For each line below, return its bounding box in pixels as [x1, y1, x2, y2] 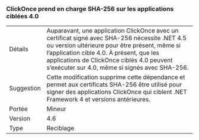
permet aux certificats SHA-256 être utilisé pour [46, 80, 182, 89]
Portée [9, 105, 28, 113]
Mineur [46, 105, 66, 113]
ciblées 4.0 [6, 12, 39, 20]
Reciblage [46, 124, 75, 132]
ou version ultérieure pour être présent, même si [46, 41, 181, 50]
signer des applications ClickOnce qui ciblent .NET [46, 88, 188, 96]
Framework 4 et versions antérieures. [46, 95, 151, 103]
